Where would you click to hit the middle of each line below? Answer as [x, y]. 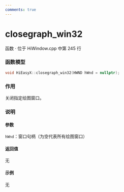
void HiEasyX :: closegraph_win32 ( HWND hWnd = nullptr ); [62, 73]
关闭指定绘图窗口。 [25, 98]
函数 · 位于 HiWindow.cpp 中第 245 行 [43, 48]
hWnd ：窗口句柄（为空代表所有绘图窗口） [46, 136]
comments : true [21, 10]
